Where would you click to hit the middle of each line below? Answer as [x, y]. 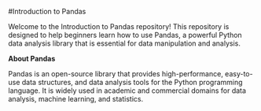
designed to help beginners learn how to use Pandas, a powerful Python [125, 35]
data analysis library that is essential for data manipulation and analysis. [125, 43]
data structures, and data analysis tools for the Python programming [132, 82]
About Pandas [32, 59]
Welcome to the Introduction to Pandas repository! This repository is [119, 26]
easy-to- [239, 74]
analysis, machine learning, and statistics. [76, 99]
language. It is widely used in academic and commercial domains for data [127, 91]
